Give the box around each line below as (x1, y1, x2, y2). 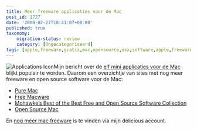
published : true (6, 25, 46, 31)
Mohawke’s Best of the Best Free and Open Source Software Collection (14, 99, 187, 106)
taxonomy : (6, 31, 30, 36)
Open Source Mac (14, 105, 59, 112)
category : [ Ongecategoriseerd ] (16, 42, 93, 48)
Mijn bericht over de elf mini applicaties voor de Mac (53, 63, 181, 70)
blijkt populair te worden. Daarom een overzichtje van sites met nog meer (6, 69, 184, 76)
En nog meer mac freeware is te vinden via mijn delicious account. (6, 117, 167, 124)
